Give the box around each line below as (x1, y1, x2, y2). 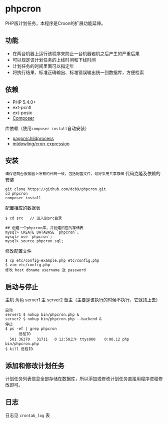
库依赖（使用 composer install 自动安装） (5, 125, 89, 131)
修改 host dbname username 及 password (5, 268, 86, 273)
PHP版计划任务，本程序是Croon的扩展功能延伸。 (5, 20, 106, 26)
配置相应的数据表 (5, 205, 40, 211)
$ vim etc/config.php (5, 262, 50, 268)
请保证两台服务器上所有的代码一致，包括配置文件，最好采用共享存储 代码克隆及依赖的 (5, 171, 161, 177)
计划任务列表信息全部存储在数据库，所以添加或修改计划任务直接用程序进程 (5, 376, 158, 381)
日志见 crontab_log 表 (5, 412, 50, 418)
